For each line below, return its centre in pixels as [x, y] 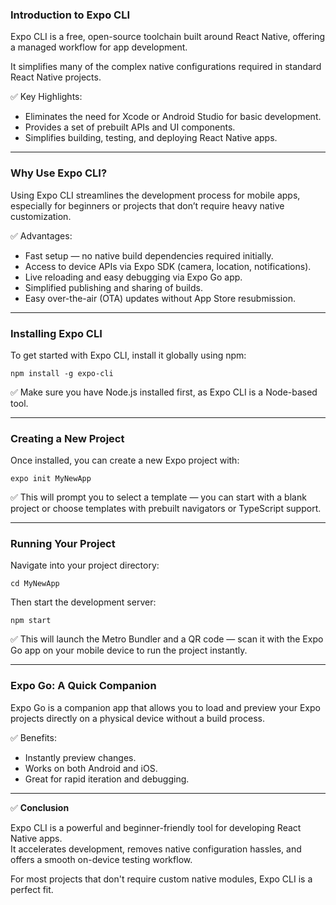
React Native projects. [56, 77]
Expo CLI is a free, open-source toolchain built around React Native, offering [168, 37]
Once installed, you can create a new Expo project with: [125, 460]
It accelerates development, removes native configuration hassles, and [156, 849]
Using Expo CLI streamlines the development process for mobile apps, [155, 195]
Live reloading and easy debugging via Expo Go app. [133, 277]
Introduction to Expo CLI [70, 15]
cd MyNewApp [35, 584]
